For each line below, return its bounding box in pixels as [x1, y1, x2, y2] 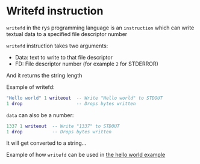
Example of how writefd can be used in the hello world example [6, 151, 166, 159]
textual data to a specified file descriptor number [6, 30, 128, 37]
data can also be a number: [6, 111, 74, 118]
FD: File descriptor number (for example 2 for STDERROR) [14, 60, 158, 67]
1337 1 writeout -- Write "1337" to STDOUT [6, 123, 120, 129]
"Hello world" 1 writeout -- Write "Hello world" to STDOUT [6, 95, 163, 101]
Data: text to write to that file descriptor [14, 53, 113, 61]
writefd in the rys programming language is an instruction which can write [6, 24, 195, 31]
